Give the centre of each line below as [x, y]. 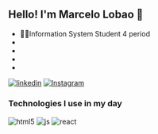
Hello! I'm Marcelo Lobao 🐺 [76, 15]
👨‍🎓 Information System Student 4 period [85, 33]
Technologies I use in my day [66, 103]
